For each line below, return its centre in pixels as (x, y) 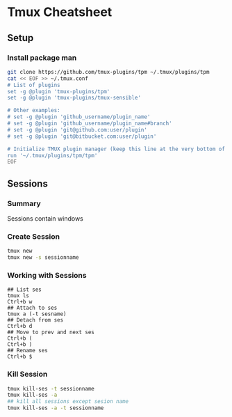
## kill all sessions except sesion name (68, 402)
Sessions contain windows (45, 218)
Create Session (34, 236)
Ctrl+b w (20, 302)
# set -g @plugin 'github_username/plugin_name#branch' (90, 123)
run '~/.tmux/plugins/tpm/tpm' (52, 155)
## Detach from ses (35, 320)
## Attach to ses (32, 308)
